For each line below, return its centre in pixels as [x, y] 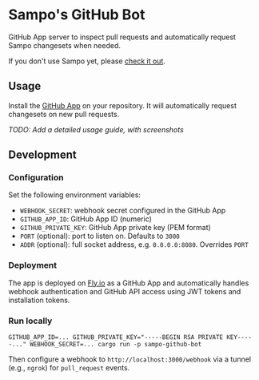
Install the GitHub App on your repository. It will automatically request [123, 105]
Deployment [33, 265]
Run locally [30, 321]
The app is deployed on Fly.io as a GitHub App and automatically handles [129, 283]
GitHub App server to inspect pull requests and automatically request [122, 37]
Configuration [36, 178]
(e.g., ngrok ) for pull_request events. [69, 368]
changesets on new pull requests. [64, 114]
